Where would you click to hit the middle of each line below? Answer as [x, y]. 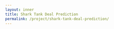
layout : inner [20, 10]
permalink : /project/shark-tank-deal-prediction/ [57, 19]
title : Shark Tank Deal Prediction [42, 14]
